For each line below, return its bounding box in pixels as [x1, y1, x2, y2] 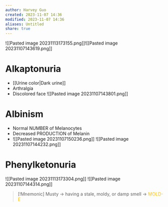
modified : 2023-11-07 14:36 [5, 17, 65, 22]
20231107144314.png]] [5, 181, 53, 187]
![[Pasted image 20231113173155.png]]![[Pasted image [5, 40, 118, 46]
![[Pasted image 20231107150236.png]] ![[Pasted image [12, 136, 129, 142]
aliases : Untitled [5, 21, 44, 27]
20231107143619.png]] [5, 46, 53, 52]
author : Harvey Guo [5, 7, 47, 13]
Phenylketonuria [5, 159, 76, 171]
